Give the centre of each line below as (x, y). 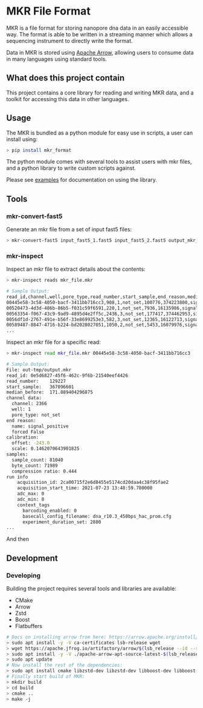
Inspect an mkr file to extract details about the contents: (76, 269)
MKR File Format (48, 11)
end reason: (21, 420)
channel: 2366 (29, 404)
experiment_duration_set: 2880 (62, 522)
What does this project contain (66, 78)
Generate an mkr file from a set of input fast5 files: (69, 230)
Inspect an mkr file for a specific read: (53, 342)
